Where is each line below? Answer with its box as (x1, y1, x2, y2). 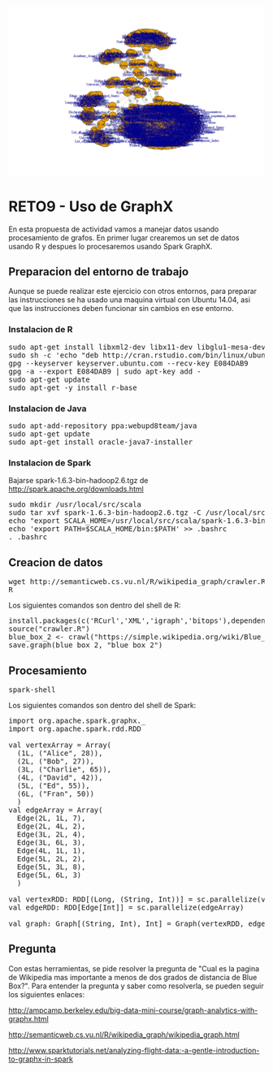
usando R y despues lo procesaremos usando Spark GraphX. (8, 241, 213, 251)
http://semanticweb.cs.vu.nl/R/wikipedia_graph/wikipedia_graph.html (8, 1030, 240, 1040)
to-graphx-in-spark (8, 1054, 73, 1064)
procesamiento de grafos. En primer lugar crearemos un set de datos (8, 232, 240, 242)
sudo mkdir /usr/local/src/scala (8, 500, 142, 509)
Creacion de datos (8, 555, 103, 569)
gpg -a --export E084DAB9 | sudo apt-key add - (8, 366, 201, 376)
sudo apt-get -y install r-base (8, 383, 137, 392)
